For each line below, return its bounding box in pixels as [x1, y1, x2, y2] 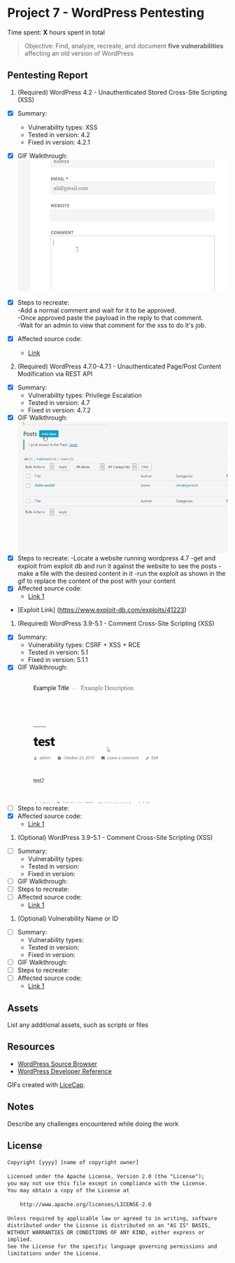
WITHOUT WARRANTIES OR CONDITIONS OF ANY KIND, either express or [7, 1229, 205, 1236]
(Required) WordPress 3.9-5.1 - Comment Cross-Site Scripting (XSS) [17, 619, 215, 628]
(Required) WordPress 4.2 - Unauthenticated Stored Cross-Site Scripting [17, 88, 227, 96]
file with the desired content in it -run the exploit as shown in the [40, 570, 226, 578]
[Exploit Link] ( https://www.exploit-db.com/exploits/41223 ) [17, 606, 187, 614]
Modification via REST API [17, 370, 93, 378]
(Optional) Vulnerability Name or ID [17, 914, 119, 923]
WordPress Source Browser [17, 1059, 98, 1068]
